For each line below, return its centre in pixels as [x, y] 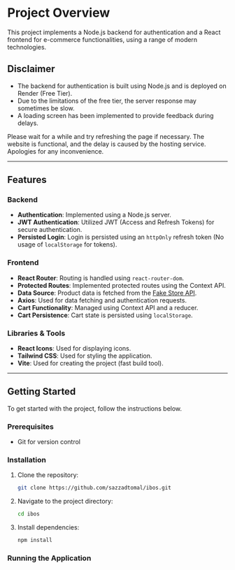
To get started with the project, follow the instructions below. [95, 408]
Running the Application [49, 558]
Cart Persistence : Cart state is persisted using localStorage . [105, 315]
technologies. [27, 47]
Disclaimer [31, 69]
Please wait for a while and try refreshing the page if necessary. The [106, 136]
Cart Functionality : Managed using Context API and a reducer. [108, 307]
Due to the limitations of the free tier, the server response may [107, 101]
